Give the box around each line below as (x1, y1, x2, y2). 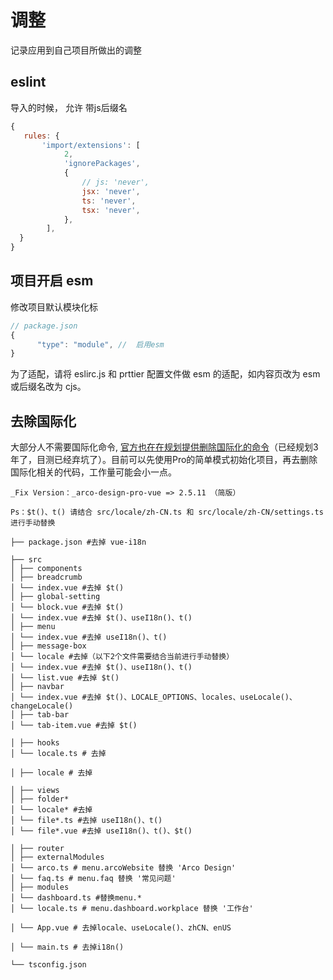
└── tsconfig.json (10, 960, 87, 970)
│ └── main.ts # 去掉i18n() (10, 942, 125, 953)
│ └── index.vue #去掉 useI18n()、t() (10, 632, 168, 643)
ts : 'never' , (81, 196, 137, 206)
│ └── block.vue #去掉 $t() (10, 602, 125, 613)
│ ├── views (10, 786, 60, 796)
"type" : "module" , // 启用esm (36, 339, 165, 350)
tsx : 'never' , (81, 205, 141, 215)
